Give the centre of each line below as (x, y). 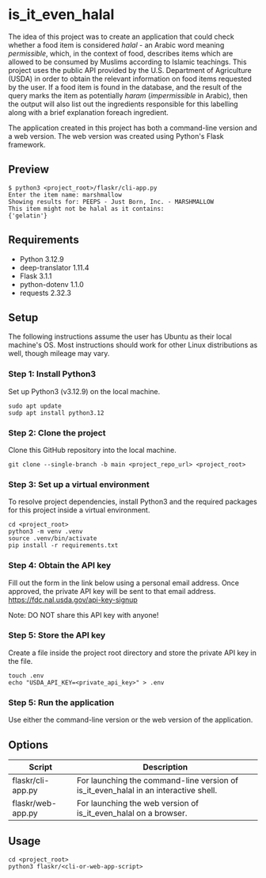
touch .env (26, 676)
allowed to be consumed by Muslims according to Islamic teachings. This (127, 62)
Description (165, 767)
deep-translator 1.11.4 (54, 267)
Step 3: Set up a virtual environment (79, 484)
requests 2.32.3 (45, 293)
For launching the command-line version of (158, 780)
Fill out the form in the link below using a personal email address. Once (124, 583)
